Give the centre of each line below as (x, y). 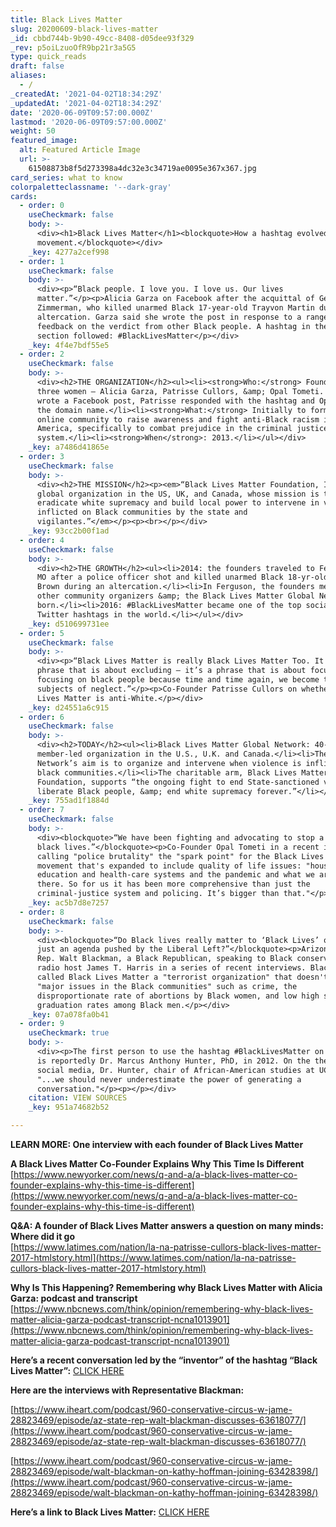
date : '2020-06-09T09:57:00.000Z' (82, 112)
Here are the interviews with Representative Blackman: (127, 1390)
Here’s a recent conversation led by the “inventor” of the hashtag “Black (164, 1360)
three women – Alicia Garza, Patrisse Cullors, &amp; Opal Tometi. (180, 391)
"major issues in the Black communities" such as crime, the (167, 986)
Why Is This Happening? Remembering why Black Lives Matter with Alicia (166, 1287)
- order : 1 (42, 261)
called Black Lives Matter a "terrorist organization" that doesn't (182, 977)
